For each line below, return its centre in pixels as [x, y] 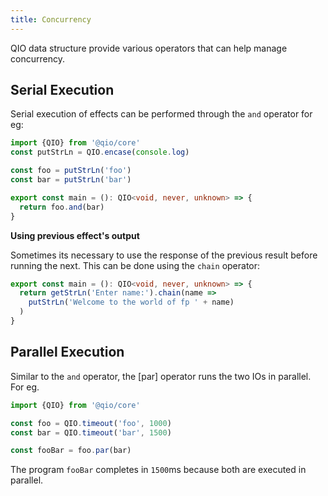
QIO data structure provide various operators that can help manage [149, 48]
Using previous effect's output [75, 235]
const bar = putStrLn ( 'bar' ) [71, 180]
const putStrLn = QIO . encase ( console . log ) [100, 152]
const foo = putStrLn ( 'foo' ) [71, 171]
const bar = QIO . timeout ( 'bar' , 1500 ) [91, 432]
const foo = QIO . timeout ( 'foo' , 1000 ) [91, 423]
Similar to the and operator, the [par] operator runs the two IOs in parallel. [161, 376]
